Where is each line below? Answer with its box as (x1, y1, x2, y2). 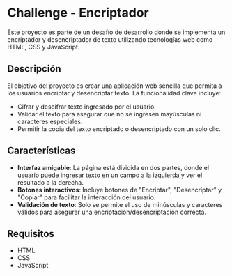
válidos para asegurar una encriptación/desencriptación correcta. (17, 208, 207, 216)
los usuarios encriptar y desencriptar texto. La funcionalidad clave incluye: (7, 89, 222, 97)
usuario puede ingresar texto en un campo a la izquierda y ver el (17, 171, 203, 179)
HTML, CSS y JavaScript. (7, 43, 80, 51)
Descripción (7, 63, 61, 75)
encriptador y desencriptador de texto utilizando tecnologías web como (7, 35, 213, 43)
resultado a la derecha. (17, 178, 84, 186)
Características (7, 145, 76, 157)
